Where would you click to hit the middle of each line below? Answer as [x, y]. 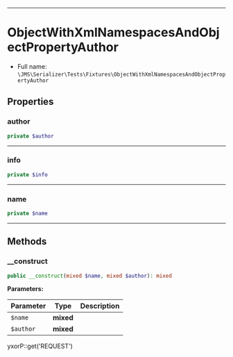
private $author [31, 136]
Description [100, 306]
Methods [27, 241]
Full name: [32, 66]
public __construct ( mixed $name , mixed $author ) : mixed [89, 276]
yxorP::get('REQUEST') [40, 346]
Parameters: [25, 289]
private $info [28, 174]
